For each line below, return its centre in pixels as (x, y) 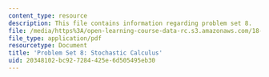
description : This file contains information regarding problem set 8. (130, 23)
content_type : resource (48, 16)
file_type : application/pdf (55, 38)
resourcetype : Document (48, 46)
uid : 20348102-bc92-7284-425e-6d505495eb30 (82, 61)
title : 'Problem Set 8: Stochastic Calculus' (85, 53)
